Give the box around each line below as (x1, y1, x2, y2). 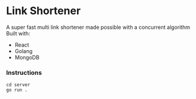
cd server (6, 82, 31, 88)
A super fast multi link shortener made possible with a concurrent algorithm (6, 24, 191, 31)
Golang (14, 47, 33, 54)
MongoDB (14, 54, 40, 61)
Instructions (6, 68, 43, 77)
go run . (6, 87, 28, 93)
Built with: (6, 29, 31, 37)
